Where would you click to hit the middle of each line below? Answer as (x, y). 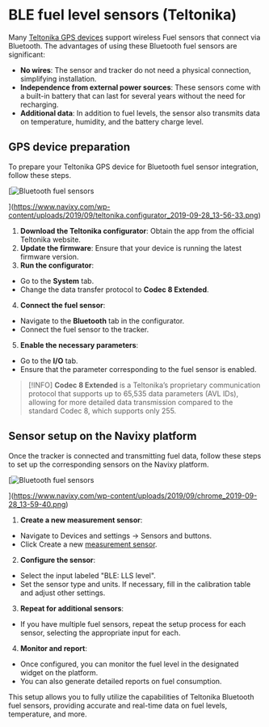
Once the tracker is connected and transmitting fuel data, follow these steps (135, 455)
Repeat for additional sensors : (71, 608)
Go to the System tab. (57, 281)
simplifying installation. (58, 78)
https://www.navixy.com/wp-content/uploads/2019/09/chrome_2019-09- (135, 496)
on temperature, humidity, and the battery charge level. (112, 121)
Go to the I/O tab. (49, 361)
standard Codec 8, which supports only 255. (102, 411)
